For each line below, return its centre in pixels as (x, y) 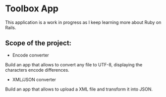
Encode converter (31, 55)
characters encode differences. (37, 70)
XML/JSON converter (34, 79)
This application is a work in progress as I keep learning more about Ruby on (83, 22)
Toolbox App (32, 9)
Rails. (11, 27)
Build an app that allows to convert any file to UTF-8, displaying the (74, 64)
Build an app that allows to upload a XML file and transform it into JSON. (79, 89)
